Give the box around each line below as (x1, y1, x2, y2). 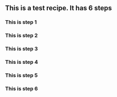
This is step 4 (5, 59, 39, 66)
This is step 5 (5, 72, 38, 79)
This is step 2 (5, 32, 38, 39)
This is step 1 (5, 19, 37, 26)
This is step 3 (5, 46, 38, 52)
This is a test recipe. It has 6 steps (5, 4, 112, 12)
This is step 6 (5, 85, 38, 92)
